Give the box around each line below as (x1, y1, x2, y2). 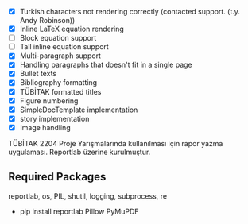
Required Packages (8, 170, 107, 183)
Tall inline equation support (19, 42, 109, 52)
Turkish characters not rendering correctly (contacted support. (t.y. (19, 7, 241, 16)
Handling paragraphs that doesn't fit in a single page (19, 60, 192, 70)
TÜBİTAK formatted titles (19, 87, 102, 96)
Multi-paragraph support (19, 51, 102, 60)
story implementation (19, 114, 90, 123)
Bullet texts (19, 69, 57, 79)
